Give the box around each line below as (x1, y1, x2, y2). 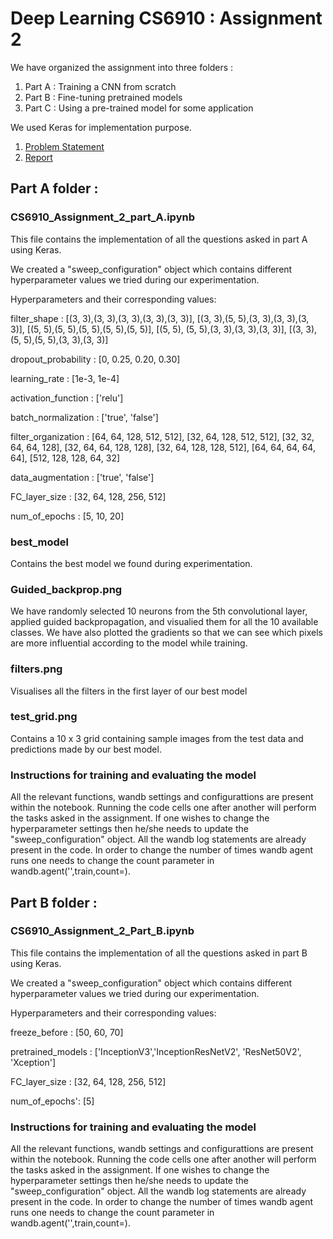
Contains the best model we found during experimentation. (10, 557, 253, 569)
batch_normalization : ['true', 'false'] (10, 411, 159, 423)
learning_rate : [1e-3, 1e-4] (10, 372, 120, 384)
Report (24, 151, 53, 163)
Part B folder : (10, 894, 98, 911)
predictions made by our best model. (10, 743, 162, 755)
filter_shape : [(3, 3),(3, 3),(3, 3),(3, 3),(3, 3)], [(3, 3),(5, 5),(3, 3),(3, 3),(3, (10, 312, 310, 324)
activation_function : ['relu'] (10, 392, 124, 404)
